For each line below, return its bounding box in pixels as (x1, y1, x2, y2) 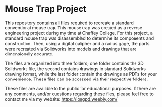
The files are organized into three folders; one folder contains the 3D (5, 60, 144, 66)
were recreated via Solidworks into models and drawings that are (5, 46, 137, 52)
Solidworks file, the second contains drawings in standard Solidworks (5, 65, 146, 72)
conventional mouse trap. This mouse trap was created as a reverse (5, 25, 143, 30)
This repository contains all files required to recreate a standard (5, 20, 134, 26)
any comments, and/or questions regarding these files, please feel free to (5, 91, 154, 97)
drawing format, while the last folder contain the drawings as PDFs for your (5, 71, 157, 77)
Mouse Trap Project (5, 3, 87, 15)
